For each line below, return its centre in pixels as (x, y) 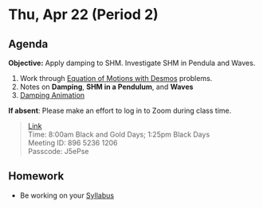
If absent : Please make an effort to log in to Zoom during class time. (120, 110)
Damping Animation (52, 95)
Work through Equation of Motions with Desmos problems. (116, 78)
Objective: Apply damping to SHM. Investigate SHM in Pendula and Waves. (132, 63)
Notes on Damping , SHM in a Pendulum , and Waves (106, 87)
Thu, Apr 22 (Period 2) (84, 15)
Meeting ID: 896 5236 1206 (73, 143)
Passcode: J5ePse (58, 151)
